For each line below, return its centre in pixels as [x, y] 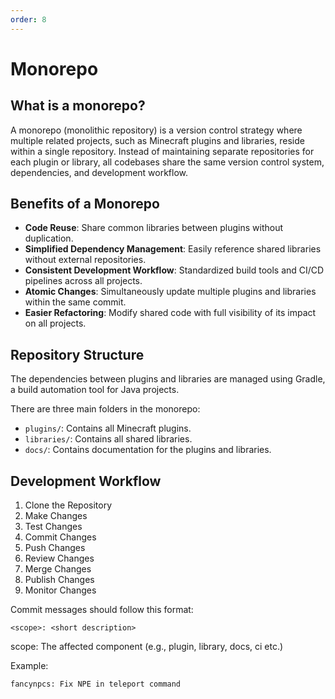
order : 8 [28, 19]
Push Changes [55, 548]
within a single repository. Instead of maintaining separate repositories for [162, 151]
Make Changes [56, 516]
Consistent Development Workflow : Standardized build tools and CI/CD [174, 270]
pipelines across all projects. [83, 281]
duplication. [49, 238]
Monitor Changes [60, 590]
